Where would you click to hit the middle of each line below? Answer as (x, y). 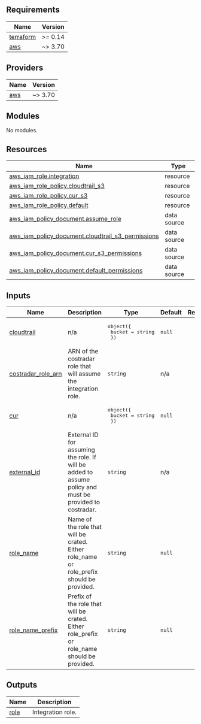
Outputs (22, 685)
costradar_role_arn (36, 374)
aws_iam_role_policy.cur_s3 (48, 196)
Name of (80, 519)
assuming (82, 450)
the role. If (82, 458)
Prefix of (80, 596)
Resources (27, 149)
